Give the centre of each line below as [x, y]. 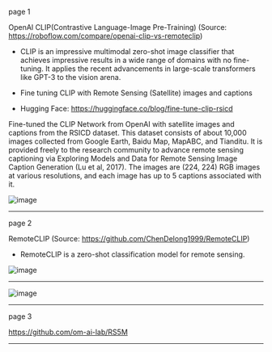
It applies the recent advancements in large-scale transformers [151, 69]
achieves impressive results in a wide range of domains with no [126, 60]
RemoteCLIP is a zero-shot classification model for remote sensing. [132, 254]
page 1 [19, 12]
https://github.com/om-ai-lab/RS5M [68, 332]
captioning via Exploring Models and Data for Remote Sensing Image [123, 158]
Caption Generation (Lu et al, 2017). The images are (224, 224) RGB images [134, 167]
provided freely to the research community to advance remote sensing [126, 150]
